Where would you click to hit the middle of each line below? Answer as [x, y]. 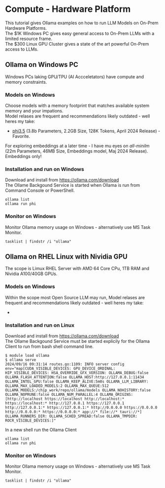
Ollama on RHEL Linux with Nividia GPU [66, 257]
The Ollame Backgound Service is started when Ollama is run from [73, 185]
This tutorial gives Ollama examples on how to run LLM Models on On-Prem [82, 23]
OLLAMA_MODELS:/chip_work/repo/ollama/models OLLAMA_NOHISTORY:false [78, 390]
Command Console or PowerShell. [40, 190]
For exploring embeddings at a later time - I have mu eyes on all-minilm [77, 146]
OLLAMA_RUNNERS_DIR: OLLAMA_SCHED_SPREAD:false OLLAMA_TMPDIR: [71, 416]
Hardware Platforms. [26, 28]
